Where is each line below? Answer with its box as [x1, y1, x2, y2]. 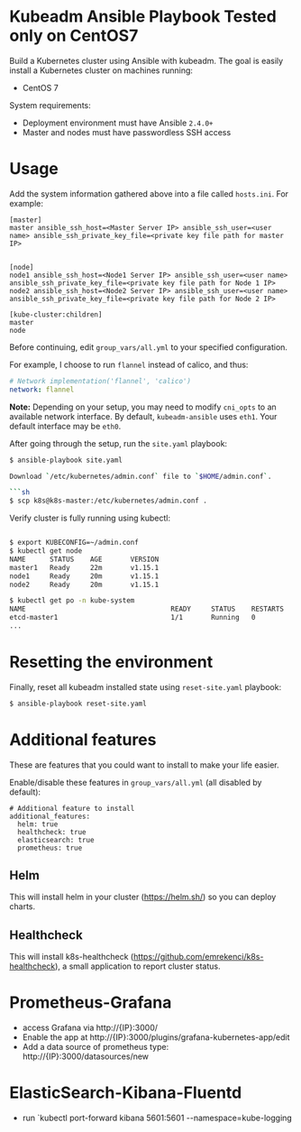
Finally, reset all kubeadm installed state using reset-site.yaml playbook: [9, 681, 282, 692]
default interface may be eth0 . [9, 420, 122, 431]
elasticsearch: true [17, 835, 95, 844]
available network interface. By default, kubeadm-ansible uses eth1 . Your [9, 410, 278, 421]
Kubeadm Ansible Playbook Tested [9, 6, 277, 27]
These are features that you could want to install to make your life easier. [9, 759, 279, 770]
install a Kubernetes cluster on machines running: [9, 65, 194, 76]
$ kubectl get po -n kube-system [9, 596, 135, 605]
